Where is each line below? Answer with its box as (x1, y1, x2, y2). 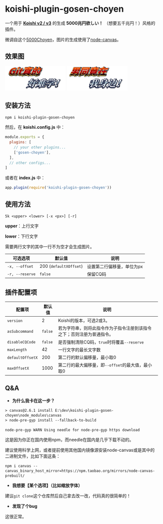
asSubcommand (7, 329, 33, 334)
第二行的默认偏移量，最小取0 (58, 355, 116, 361)
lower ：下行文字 (5, 233, 38, 239)
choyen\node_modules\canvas (5, 413, 62, 418)
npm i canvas (5, 464, 32, 468)
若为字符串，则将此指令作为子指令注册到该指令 (58, 325, 152, 331)
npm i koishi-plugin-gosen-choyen (5, 115, 75, 120)
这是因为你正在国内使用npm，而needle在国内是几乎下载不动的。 (5, 437, 134, 443)
